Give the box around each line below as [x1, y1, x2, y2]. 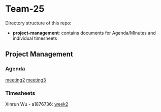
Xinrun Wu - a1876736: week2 [5, 101, 69, 107]
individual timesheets [12, 35, 57, 41]
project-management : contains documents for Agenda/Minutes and [12, 30, 156, 36]
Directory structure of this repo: [5, 20, 72, 26]
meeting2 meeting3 [5, 77, 46, 83]
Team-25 [5, 3, 45, 15]
